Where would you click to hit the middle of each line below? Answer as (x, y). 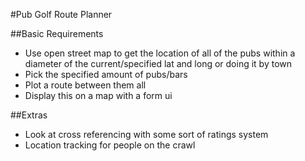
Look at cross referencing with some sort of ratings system (146, 134)
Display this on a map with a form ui (98, 95)
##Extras (29, 115)
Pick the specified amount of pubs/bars (106, 74)
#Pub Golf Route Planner (61, 14)
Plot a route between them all (85, 85)
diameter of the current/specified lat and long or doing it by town (158, 63)
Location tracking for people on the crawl (110, 145)
